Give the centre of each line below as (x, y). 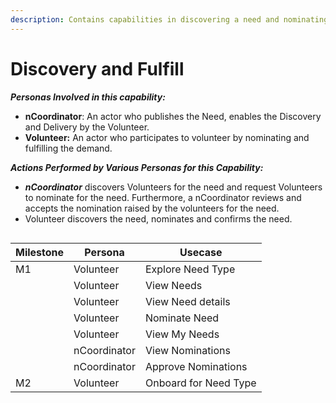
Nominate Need (182, 318)
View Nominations (187, 350)
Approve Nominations (196, 366)
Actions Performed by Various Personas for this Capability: (137, 167)
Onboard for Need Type (200, 383)
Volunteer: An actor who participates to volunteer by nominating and (167, 137)
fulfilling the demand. (68, 148)
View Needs (173, 285)
